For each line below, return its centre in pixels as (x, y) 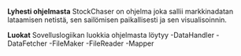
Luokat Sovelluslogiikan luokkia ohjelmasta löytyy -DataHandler (111, 35)
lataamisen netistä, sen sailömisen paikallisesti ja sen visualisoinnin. (117, 20)
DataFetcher (28, 43)
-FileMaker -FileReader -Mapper (102, 43)
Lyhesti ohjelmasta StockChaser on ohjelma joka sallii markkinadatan (120, 11)
